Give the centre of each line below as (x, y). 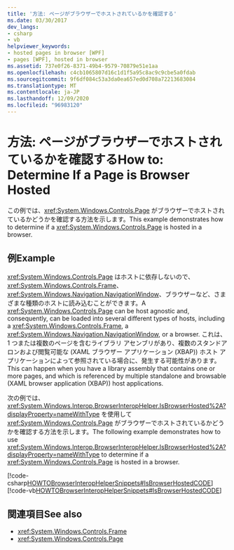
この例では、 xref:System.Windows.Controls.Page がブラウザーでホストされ (116, 210)
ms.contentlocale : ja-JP (43, 92)
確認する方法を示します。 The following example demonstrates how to (120, 431)
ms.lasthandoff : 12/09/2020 (48, 99)
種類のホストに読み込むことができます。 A (86, 303)
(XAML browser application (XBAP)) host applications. (85, 383)
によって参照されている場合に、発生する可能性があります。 (135, 360)
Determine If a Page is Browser (99, 175)
